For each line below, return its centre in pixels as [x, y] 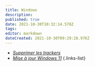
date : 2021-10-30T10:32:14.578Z [39, 24]
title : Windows [21, 10]
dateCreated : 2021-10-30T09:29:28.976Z [47, 39]
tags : [11, 29]
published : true [22, 19]
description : [19, 15]
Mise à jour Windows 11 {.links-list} [49, 58]
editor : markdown [24, 34]
